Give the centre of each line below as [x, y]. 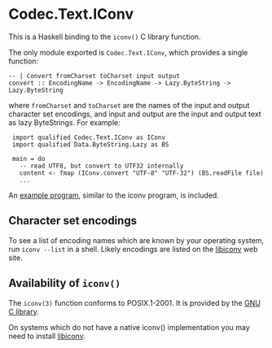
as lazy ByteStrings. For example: [64, 122]
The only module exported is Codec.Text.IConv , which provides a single [128, 52]
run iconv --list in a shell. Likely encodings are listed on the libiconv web [133, 249]
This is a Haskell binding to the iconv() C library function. [105, 37]
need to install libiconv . [47, 336]
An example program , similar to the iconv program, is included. [114, 195]
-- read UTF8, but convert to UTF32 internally [101, 166]
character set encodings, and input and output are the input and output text [135, 114]
